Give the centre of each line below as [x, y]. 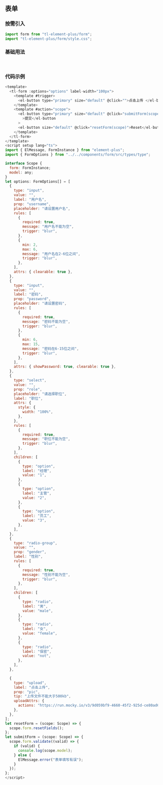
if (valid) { [27, 746]
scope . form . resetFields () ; [37, 728]
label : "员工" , [37, 516]
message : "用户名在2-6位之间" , [51, 254]
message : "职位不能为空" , [46, 439]
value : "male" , [38, 611]
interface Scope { [24, 164]
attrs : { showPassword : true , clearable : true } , [65, 367]
